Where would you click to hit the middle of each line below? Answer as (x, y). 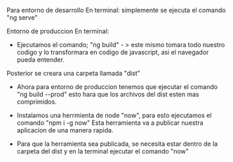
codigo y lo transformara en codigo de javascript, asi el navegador (113, 52)
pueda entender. (40, 60)
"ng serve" (22, 18)
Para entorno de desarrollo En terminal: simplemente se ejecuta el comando (116, 10)
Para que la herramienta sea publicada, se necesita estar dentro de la (117, 144)
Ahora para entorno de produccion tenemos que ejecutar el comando (117, 87)
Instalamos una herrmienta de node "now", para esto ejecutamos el (114, 115)
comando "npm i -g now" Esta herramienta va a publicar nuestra (110, 123)
